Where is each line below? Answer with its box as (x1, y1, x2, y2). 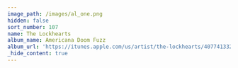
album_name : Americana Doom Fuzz (7, 37, 106, 44)
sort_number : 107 (7, 23, 59, 30)
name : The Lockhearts (7, 30, 72, 38)
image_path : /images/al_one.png (7, 10, 103, 18)
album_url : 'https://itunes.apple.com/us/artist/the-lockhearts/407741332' (7, 43, 236, 50)
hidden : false (7, 17, 50, 24)
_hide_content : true (7, 50, 69, 57)
